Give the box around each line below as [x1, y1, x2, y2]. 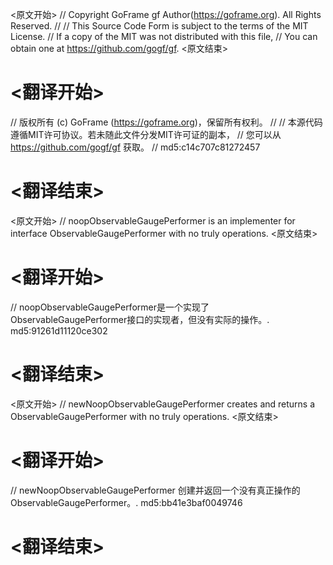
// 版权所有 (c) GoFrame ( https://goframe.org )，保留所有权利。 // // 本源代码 [10, 116, 323, 128]
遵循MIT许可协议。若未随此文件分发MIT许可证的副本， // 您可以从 [10, 128, 282, 140]
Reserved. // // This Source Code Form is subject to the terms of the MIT [10, 20, 309, 32]
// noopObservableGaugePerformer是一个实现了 [10, 301, 210, 313]
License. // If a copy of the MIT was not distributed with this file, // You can [10, 31, 318, 42]
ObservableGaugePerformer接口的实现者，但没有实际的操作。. [10, 313, 270, 325]
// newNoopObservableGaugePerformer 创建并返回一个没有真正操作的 [10, 484, 301, 496]
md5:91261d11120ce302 [10, 324, 108, 337]
